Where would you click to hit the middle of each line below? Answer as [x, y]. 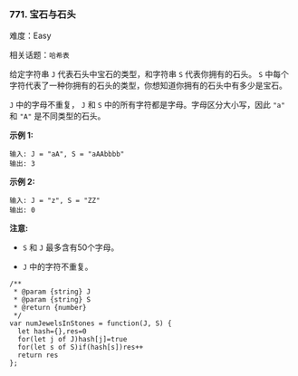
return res [38, 355]
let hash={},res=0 [53, 332]
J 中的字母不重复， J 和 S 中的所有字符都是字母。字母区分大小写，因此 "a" [147, 105]
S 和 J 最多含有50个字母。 [71, 247]
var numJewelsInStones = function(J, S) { [91, 323]
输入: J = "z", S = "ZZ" [55, 201]
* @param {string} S [52, 300]
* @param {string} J [52, 292]
